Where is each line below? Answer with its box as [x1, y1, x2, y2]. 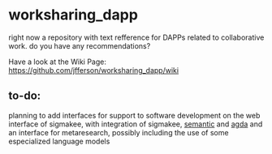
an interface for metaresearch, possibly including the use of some [8, 127, 229, 137]
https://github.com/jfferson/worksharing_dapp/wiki [8, 65, 179, 75]
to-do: [8, 89, 41, 103]
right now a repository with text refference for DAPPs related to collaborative [8, 32, 265, 42]
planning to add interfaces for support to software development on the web [8, 110, 261, 120]
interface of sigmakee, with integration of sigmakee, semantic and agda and [8, 119, 263, 129]
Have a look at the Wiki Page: [8, 57, 107, 66]
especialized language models [8, 136, 110, 146]
